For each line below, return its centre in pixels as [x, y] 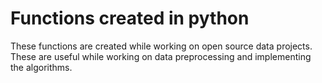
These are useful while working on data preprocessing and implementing [161, 56]
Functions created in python [130, 18]
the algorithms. [41, 67]
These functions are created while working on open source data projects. [161, 46]
